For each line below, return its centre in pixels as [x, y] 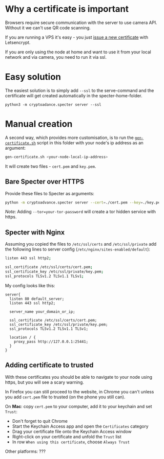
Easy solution [33, 77]
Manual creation [39, 124]
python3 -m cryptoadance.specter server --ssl [53, 104]
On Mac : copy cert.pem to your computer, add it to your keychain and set [79, 406]
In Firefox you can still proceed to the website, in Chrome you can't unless [80, 391]
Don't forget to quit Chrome [40, 421]
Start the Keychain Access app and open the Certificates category [80, 426]
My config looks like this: [30, 285]
